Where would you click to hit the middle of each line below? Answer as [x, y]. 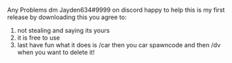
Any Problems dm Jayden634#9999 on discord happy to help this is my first [116, 10]
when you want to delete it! [56, 52]
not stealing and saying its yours [63, 30]
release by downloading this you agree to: [67, 17]
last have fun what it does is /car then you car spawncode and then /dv [119, 45]
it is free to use [38, 38]
